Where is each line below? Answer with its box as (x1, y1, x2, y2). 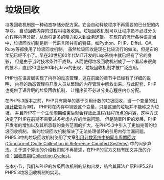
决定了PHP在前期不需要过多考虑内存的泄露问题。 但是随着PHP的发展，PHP (5, 116, 157, 122)
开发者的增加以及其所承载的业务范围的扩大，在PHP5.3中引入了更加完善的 (5, 122, 153, 128)
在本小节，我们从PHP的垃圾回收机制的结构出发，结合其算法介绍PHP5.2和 (5, 163, 153, 169)
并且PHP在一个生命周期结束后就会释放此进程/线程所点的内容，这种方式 (14, 110, 158, 116)
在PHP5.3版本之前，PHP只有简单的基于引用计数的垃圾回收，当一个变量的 (5, 98, 153, 103)
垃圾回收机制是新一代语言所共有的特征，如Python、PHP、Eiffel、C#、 (13, 40, 156, 46)
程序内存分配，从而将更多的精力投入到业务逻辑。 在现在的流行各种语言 (9, 34, 152, 40)
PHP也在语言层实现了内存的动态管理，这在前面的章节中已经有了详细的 (5, 75, 147, 81)
